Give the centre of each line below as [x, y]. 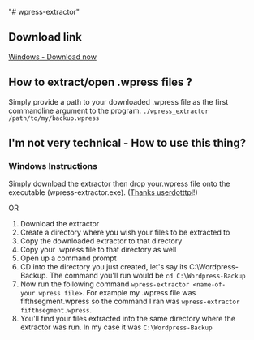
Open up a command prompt [69, 258]
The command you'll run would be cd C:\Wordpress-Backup [148, 276]
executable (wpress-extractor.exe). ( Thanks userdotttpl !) [103, 192]
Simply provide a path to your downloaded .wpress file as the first [118, 101]
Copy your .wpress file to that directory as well [98, 250]
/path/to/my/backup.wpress [54, 118]
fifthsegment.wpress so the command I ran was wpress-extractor [130, 301]
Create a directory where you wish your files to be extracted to [125, 232]
